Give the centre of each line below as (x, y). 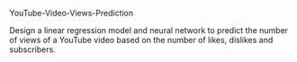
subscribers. (32, 49)
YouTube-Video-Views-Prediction (72, 13)
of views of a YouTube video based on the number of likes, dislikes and (141, 40)
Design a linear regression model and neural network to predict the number (149, 30)
